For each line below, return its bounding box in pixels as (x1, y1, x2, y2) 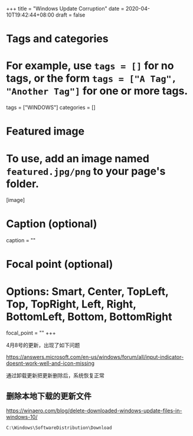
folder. (6, 177, 40, 190)
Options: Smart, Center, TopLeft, (6, 284, 169, 298)
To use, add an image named (6, 152, 149, 165)
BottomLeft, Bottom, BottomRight (6, 310, 172, 323)
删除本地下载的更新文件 (6, 391, 91, 401)
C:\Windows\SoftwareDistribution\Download (6, 425, 112, 431)
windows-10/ (6, 413, 38, 421)
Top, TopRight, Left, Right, (6, 297, 137, 310)
